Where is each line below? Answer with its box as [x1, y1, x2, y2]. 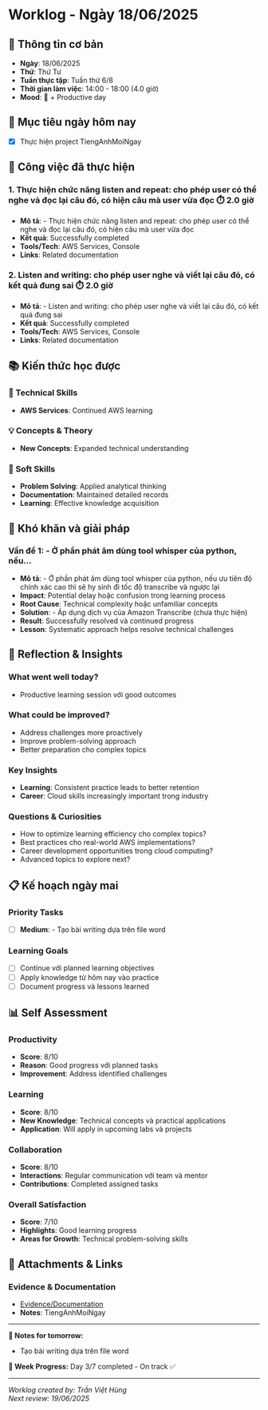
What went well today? [8, 672, 99, 683]
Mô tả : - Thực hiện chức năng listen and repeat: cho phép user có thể [19, 215, 250, 225]
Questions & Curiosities [8, 812, 102, 823]
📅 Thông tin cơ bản [8, 38, 104, 51]
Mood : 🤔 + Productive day [19, 93, 107, 101]
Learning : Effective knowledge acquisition [19, 499, 160, 508]
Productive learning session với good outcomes [19, 689, 177, 699]
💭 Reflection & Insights [8, 648, 124, 662]
